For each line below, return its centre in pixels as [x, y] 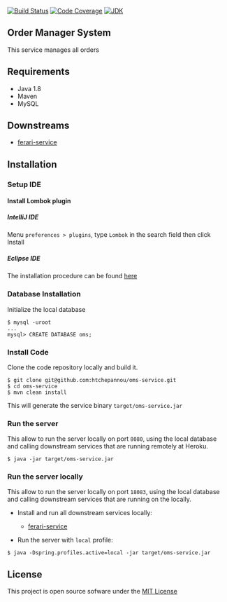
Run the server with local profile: [65, 540]
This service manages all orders [53, 50]
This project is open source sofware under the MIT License [93, 591]
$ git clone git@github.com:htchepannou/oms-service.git [92, 380]
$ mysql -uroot [29, 322]
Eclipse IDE [24, 258]
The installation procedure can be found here [72, 276]
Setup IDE [24, 184]
